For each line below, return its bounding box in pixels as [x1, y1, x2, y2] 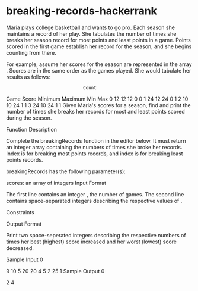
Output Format [6, 220, 42, 227]
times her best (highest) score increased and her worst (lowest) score [6, 238, 177, 245]
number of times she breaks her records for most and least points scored [6, 108, 185, 115]
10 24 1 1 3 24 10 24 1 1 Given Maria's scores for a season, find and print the [6, 101, 191, 108]
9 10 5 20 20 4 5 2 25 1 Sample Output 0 [6, 267, 105, 274]
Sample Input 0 [6, 256, 43, 263]
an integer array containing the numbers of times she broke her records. [6, 143, 183, 151]
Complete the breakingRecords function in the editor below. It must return [6, 137, 186, 144]
